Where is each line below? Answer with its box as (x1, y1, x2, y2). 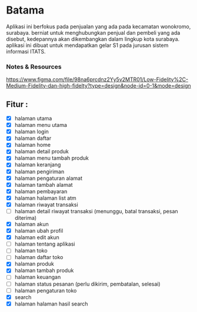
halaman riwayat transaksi (14, 201, 78, 208)
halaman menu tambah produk (14, 155, 89, 162)
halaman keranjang (14, 161, 61, 168)
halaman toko (14, 247, 48, 254)
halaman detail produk (14, 148, 69, 155)
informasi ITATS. (6, 48, 46, 55)
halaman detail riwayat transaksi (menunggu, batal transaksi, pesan (14, 207, 178, 214)
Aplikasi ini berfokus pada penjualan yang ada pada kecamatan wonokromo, (6, 23, 191, 30)
